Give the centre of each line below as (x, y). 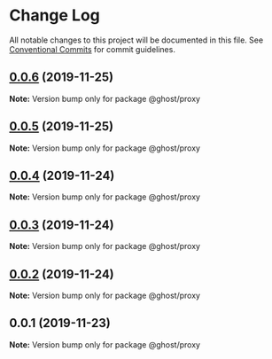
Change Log (54, 16)
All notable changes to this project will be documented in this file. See (136, 40)
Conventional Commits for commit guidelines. (92, 49)
